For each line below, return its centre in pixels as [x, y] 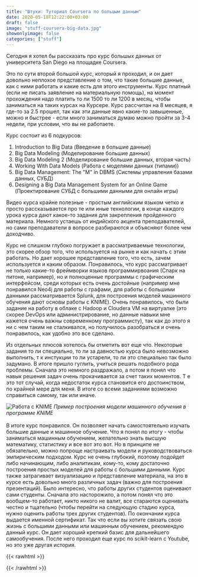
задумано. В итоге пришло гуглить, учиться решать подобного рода [92, 364]
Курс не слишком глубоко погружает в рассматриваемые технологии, [96, 245]
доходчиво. [21, 234]
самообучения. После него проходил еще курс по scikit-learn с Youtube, [98, 539]
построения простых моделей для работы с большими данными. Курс [95, 469]
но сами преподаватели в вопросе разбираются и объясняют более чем [98, 228]
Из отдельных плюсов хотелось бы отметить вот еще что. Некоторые [94, 345]
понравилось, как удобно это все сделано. [61, 333]
